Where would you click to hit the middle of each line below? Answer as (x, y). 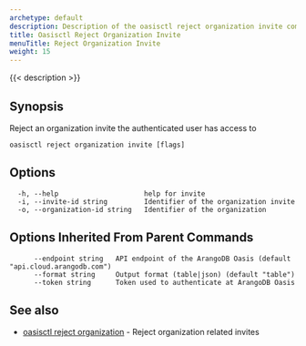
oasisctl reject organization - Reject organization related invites (141, 332)
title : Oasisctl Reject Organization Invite (95, 35)
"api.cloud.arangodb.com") (61, 266)
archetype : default (46, 18)
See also (34, 310)
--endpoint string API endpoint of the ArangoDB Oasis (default (162, 259)
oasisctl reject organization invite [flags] (97, 145)
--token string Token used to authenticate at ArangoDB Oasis (164, 282)
